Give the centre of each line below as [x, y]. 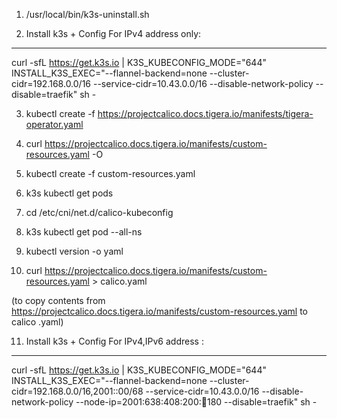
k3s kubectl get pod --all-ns [84, 232]
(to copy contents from [58, 300]
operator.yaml [54, 124]
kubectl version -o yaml [74, 251]
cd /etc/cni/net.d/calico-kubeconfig [99, 212]
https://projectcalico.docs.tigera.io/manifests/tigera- [205, 113]
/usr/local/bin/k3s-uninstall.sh [87, 14]
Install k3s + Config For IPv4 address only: [113, 33]
